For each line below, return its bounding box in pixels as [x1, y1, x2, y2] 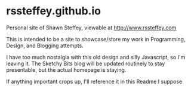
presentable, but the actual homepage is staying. [6, 66, 127, 73]
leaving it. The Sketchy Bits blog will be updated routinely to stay [6, 60, 165, 67]
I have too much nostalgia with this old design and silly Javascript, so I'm [6, 53, 186, 60]
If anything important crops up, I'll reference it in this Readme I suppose [6, 78, 183, 85]
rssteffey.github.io [6, 4, 101, 18]
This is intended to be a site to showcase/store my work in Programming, [6, 35, 186, 43]
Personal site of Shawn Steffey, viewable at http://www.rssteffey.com [6, 24, 177, 31]
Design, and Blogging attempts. [6, 42, 84, 49]
